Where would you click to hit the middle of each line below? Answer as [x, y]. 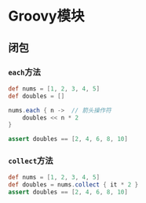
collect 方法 [31, 161]
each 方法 [25, 72]
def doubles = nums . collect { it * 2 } [73, 185]
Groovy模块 [46, 16]
